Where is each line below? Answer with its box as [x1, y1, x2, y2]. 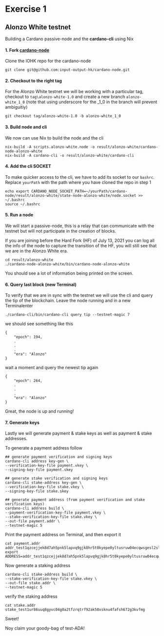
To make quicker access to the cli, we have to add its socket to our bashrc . [5, 174, 155, 180]
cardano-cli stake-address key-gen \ [5, 480, 82, 485]
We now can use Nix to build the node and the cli [5, 135, 104, 141]
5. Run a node [5, 212, 33, 218]
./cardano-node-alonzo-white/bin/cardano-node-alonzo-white [5, 262, 130, 267]
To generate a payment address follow [5, 445, 82, 451]
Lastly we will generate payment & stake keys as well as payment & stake [5, 430, 152, 436]
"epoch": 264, [14, 378, 42, 383]
